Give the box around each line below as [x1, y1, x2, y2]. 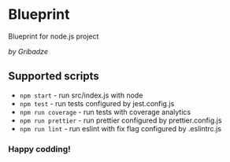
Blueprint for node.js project [8, 31, 99, 41]
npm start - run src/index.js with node [19, 90, 143, 100]
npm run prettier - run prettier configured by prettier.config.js [19, 116, 222, 125]
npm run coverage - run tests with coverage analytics [19, 107, 191, 116]
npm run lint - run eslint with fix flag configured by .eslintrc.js [19, 123, 222, 133]
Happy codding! [8, 143, 71, 154]
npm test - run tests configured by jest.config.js [19, 98, 175, 108]
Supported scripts [8, 69, 100, 83]
